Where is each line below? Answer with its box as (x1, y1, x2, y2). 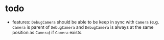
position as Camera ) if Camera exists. (12, 29, 83, 35)
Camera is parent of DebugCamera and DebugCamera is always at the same (12, 24, 154, 30)
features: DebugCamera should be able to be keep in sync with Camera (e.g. (12, 19, 159, 25)
